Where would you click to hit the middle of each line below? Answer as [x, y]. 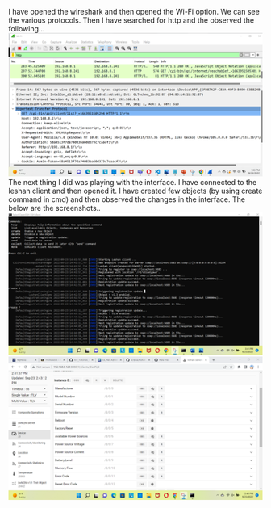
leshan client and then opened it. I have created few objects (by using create [135, 191]
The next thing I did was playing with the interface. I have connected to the [133, 182]
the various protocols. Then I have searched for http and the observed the [131, 20]
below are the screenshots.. [54, 208]
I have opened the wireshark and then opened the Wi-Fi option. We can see [134, 12]
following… [27, 29]
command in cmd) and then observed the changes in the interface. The [127, 199]
